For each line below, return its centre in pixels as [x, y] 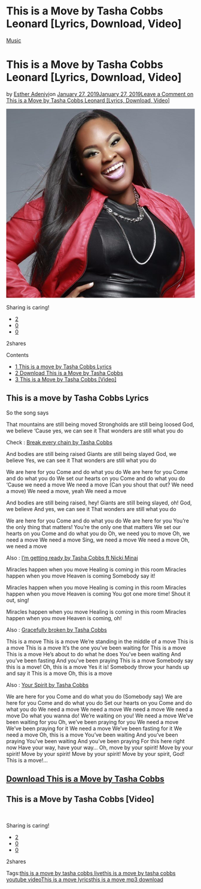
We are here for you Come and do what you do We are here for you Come [97, 471]
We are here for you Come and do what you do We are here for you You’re [98, 521]
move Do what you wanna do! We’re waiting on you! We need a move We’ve [100, 716]
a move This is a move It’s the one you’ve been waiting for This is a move [96, 648]
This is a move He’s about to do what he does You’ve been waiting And [94, 654]
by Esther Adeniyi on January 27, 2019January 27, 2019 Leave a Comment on [100, 94]
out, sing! [18, 600]
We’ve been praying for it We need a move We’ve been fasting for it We [94, 728]
